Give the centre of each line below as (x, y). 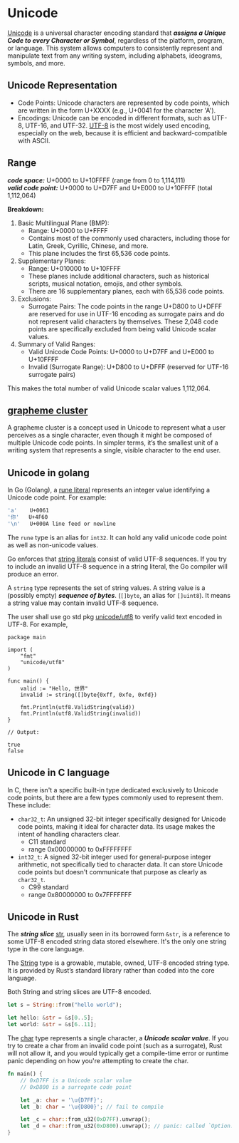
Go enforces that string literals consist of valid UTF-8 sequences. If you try (117, 559)
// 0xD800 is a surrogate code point (76, 1087)
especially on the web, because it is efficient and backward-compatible (122, 133)
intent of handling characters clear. (69, 834)
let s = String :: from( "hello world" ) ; (65, 1005)
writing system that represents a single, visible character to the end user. (114, 450)
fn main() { (25, 1074)
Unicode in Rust (43, 917)
